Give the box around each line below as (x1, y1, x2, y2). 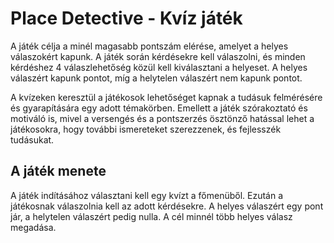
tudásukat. (10, 133, 55, 146)
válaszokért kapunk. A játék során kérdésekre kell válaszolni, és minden (10, 50, 306, 62)
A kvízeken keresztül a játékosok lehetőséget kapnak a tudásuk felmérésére (10, 91, 323, 103)
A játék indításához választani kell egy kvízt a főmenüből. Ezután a (10, 189, 284, 201)
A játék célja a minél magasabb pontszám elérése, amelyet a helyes (10, 40, 289, 52)
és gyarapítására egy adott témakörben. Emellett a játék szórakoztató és (10, 102, 308, 114)
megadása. (10, 221, 57, 233)
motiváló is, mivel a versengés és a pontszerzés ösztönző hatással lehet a (10, 112, 315, 124)
